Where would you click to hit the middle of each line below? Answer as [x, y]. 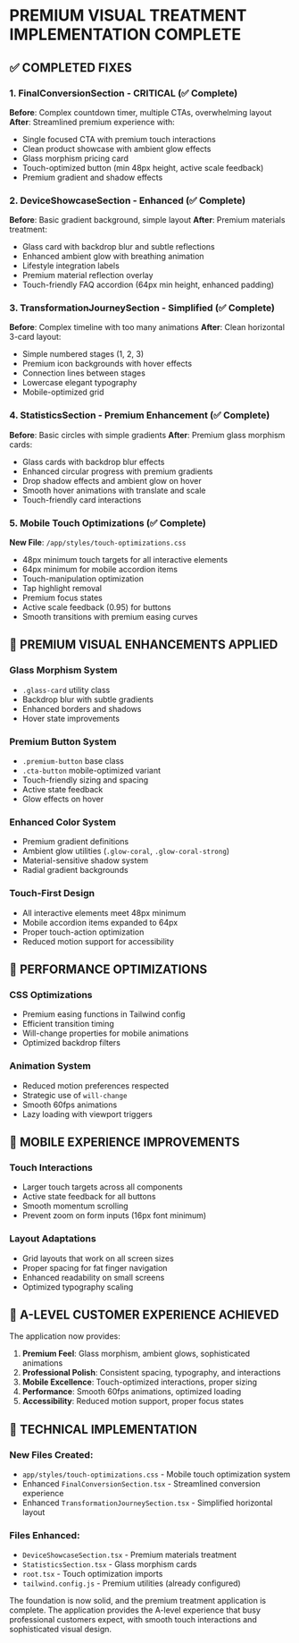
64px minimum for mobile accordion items [100, 570]
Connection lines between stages [83, 373]
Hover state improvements [71, 718]
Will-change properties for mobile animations [105, 1033]
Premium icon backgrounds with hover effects [107, 364]
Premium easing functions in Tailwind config [104, 1014]
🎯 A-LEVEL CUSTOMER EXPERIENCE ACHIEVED [144, 1315]
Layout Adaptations [53, 1239]
